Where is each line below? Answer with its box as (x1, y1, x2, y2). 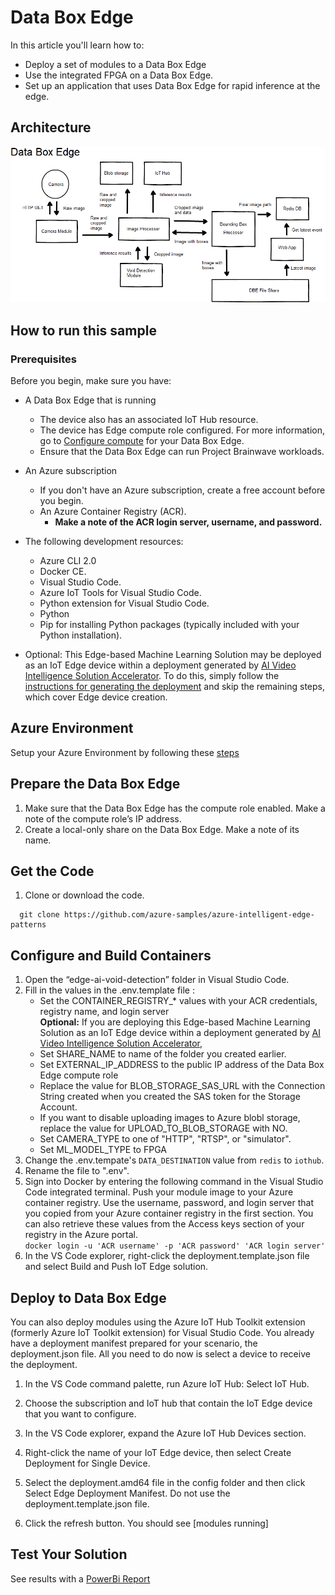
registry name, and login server (39, 1006, 170, 1018)
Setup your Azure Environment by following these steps (10, 746, 240, 758)
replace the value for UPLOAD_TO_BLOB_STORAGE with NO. (39, 1122, 288, 1135)
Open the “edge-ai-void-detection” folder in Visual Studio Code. (24, 974, 290, 986)
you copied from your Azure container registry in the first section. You (24, 1207, 314, 1220)
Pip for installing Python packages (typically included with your (39, 619, 300, 631)
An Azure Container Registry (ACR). (39, 506, 187, 518)
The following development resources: (24, 536, 184, 548)
